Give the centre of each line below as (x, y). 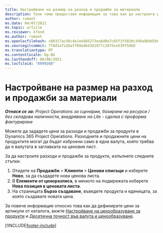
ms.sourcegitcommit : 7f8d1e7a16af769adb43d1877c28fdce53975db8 (70, 46)
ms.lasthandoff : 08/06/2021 (33, 59)
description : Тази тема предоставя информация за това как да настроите (80, 14)
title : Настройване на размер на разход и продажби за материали (72, 9)
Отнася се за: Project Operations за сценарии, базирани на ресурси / (78, 112)
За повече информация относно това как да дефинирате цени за (72, 206)
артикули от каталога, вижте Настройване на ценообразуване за (73, 211)
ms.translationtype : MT (29, 50)
